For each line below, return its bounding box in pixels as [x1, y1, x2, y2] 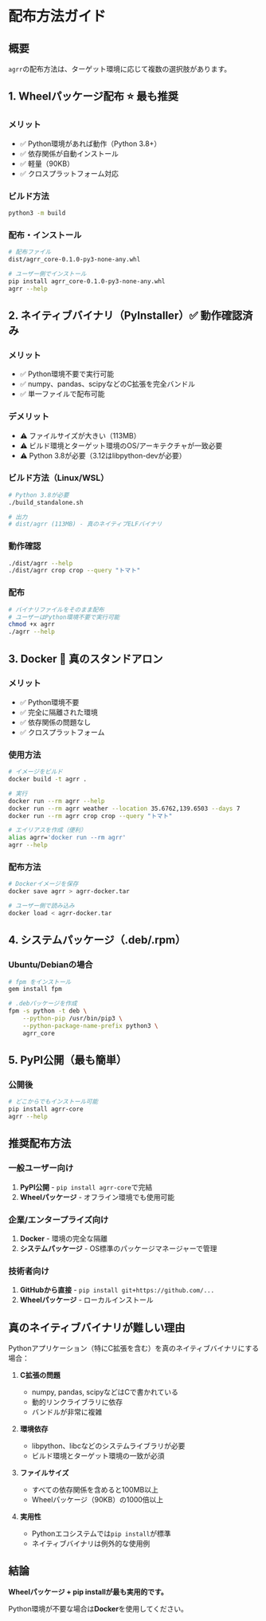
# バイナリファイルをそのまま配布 [8, 605, 105, 614]
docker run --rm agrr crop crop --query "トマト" [8, 812, 173, 820]
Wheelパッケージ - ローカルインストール [19, 1295, 154, 1304]
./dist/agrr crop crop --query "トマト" [8, 567, 141, 575]
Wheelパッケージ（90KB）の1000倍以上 [31, 1495, 164, 1505]
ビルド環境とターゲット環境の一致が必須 [31, 1451, 165, 1461]
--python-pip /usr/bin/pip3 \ [22, 1014, 123, 1022]
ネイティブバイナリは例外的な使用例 [31, 1539, 151, 1548]
